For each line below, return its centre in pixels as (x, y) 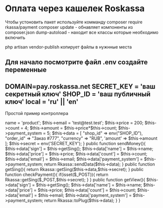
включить (15, 38)
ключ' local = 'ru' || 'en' (42, 102)
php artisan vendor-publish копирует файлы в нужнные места (69, 47)
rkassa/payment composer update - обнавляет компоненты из (69, 27)
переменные (26, 70)
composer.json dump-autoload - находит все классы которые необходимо (82, 32)
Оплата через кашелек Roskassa (75, 9)
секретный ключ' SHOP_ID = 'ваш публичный (78, 94)
